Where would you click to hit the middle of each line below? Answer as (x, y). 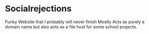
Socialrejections (38, 9)
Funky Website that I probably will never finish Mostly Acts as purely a (75, 22)
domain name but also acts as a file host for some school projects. (71, 26)
